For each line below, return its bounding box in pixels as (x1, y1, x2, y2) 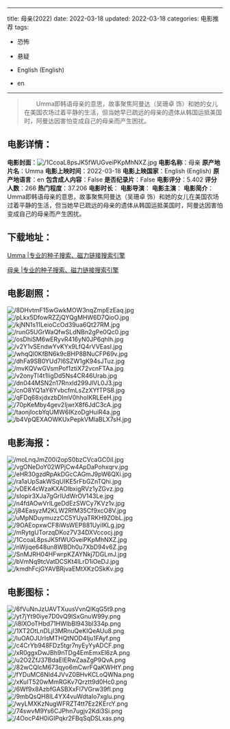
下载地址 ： (7, 232, 53, 243)
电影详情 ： (7, 138, 53, 151)
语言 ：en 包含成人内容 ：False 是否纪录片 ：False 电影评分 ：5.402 (18, 175, 204, 184)
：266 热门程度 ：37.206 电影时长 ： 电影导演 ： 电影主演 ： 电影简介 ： (19, 184, 214, 192)
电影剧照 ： (7, 288, 53, 299)
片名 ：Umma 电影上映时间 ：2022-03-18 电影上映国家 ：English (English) (7, 166, 212, 175)
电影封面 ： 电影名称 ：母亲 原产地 (7, 158, 220, 166)
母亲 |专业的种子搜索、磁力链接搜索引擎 (7, 265, 119, 274)
